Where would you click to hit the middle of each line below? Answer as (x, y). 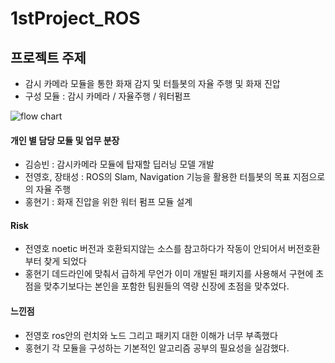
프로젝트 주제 (48, 57)
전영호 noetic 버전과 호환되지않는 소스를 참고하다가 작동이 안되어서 (155, 249)
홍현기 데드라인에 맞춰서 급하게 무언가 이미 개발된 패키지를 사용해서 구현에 (169, 274)
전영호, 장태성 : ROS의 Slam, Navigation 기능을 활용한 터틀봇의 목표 (157, 177)
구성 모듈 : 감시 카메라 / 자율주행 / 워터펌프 (108, 96)
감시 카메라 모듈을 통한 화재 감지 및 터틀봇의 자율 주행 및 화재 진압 (152, 83)
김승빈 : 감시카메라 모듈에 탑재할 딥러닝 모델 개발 (119, 164)
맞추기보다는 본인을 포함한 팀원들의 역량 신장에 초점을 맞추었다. (166, 286)
